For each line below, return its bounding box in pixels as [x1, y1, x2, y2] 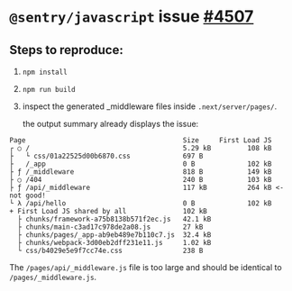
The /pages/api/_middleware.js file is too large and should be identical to [9, 262, 282, 272]
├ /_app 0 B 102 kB [9, 159, 272, 168]
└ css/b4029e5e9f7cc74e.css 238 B [17, 246, 204, 255]
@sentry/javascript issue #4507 [9, 6, 254, 27]
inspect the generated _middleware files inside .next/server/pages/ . [22, 101, 278, 112]
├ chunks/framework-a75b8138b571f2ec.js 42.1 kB [17, 214, 212, 223]
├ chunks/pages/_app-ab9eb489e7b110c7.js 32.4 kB [17, 231, 212, 240]
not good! [9, 191, 47, 200]
